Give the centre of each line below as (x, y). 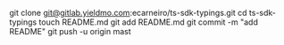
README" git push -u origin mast (70, 31)
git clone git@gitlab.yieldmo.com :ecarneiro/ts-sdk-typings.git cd (128, 13)
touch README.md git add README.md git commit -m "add (149, 22)
